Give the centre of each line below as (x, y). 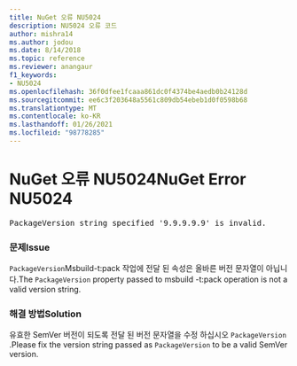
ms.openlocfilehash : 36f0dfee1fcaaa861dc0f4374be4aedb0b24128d (129, 91)
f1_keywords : (33, 75)
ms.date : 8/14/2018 (45, 51)
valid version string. (45, 290)
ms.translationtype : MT (53, 108)
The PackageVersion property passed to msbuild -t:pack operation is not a (153, 279)
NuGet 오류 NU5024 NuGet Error (128, 179)
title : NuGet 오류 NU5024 (55, 17)
